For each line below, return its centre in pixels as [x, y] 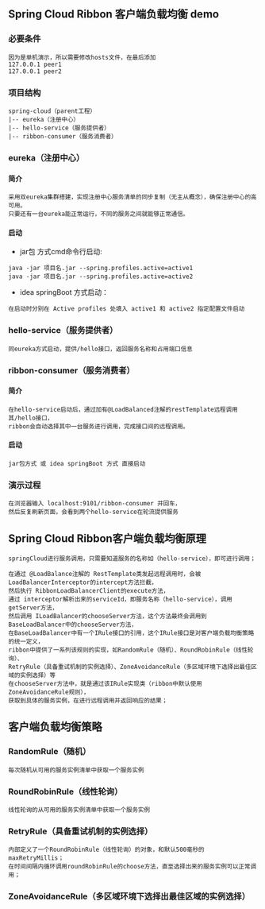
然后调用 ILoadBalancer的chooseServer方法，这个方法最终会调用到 [108, 617]
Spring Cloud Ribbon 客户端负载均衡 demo [114, 14]
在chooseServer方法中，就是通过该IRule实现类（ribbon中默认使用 [105, 684]
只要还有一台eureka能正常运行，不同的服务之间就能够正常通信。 [99, 214]
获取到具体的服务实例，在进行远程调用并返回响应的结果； [88, 701]
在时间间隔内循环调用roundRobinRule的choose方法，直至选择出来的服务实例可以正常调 [132, 867]
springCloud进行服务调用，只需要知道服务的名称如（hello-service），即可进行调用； [132, 559]
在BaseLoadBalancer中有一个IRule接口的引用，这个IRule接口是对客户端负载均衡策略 [131, 633]
